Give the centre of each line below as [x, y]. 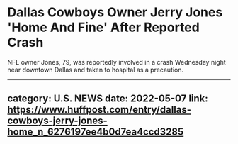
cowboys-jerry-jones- [57, 121]
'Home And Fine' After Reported [103, 27]
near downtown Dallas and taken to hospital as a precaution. [96, 70]
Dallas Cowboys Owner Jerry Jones [115, 12]
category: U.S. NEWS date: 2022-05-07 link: [108, 99]
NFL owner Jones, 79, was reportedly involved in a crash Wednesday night [117, 62]
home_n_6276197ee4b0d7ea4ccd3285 [96, 132]
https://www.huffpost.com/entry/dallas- [100, 110]
